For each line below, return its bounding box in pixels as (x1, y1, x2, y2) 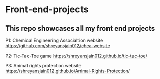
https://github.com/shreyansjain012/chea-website (5, 43, 111, 49)
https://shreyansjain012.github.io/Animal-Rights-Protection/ (5, 68, 130, 74)
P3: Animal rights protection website (5, 63, 82, 68)
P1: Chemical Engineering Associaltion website (5, 37, 103, 43)
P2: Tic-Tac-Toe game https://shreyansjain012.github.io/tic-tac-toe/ (5, 52, 148, 59)
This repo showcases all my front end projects (5, 24, 155, 33)
